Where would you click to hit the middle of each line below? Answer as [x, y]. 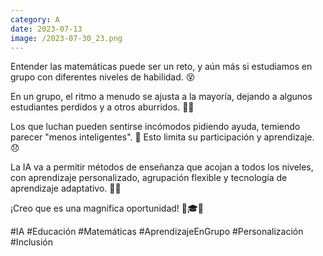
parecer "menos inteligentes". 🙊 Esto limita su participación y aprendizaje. [162, 137]
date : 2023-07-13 [46, 29]
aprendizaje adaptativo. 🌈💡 [66, 188]
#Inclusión [32, 242]
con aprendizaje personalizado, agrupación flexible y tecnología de [149, 178]
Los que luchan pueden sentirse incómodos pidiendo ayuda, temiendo [155, 127]
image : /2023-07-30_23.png [66, 38]
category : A [35, 19]
